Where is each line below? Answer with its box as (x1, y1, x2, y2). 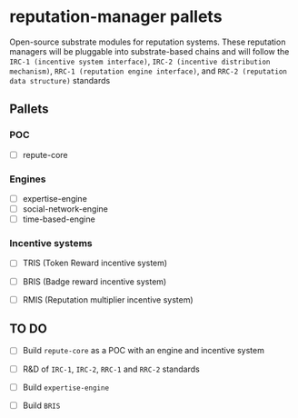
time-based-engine (22, 214, 95, 224)
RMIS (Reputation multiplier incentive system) (22, 294, 194, 305)
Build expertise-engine (22, 382, 110, 393)
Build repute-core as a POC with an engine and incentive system (22, 345, 265, 356)
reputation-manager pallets (9, 6, 223, 27)
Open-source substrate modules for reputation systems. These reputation (9, 36, 286, 47)
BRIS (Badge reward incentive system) (22, 275, 167, 287)
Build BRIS (22, 400, 61, 411)
